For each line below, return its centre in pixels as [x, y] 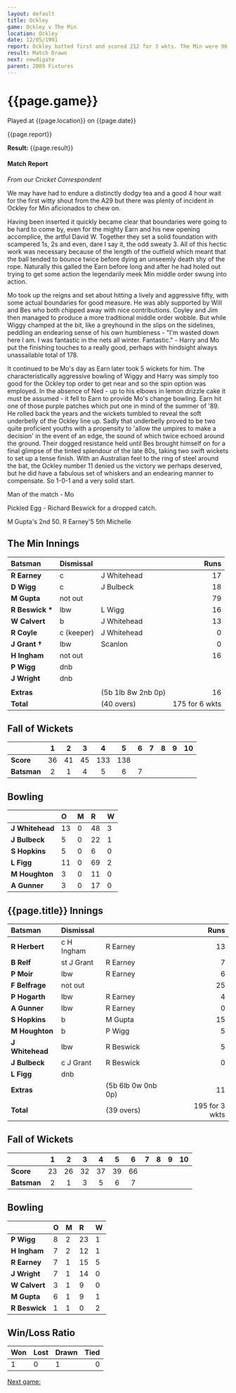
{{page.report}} [30, 134]
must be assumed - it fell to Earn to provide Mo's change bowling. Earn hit [114, 398]
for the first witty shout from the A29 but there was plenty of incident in [111, 201]
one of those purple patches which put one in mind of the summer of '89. [113, 406]
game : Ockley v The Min [42, 27]
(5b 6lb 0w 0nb [131, 1086]
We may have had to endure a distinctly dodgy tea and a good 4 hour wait [114, 193]
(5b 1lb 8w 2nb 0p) [133, 692]
